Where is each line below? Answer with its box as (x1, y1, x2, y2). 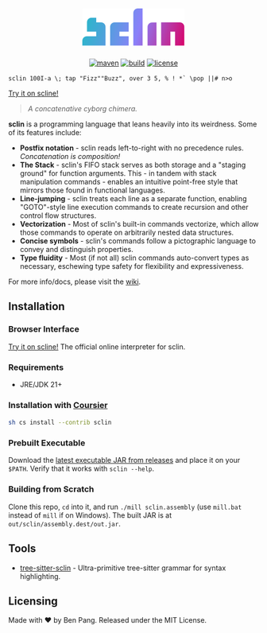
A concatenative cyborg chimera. (27, 103, 137, 113)
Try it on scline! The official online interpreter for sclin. (8, 342, 186, 351)
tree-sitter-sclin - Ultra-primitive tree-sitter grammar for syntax (19, 563, 226, 573)
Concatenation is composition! (19, 151, 121, 161)
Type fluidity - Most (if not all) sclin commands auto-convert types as (19, 253, 250, 262)
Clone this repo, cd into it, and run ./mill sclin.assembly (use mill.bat (8, 502, 242, 511)
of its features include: (8, 127, 82, 137)
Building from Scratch (8, 483, 95, 495)
